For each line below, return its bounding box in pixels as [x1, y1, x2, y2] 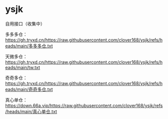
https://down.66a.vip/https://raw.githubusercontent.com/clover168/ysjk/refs [5, 102, 163, 108]
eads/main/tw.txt [5, 64, 40, 70]
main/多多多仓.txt [17, 42, 53, 48]
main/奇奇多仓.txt [17, 86, 53, 92]
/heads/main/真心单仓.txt [5, 108, 57, 114]
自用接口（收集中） [5, 20, 45, 26]
